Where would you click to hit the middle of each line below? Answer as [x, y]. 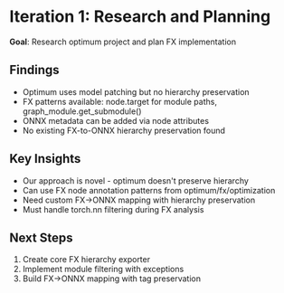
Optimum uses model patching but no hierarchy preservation [136, 91]
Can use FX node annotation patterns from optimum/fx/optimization [149, 190]
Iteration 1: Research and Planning [140, 17]
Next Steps [41, 237]
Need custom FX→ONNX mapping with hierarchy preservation [139, 200]
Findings [35, 70]
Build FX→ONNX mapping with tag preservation [112, 279]
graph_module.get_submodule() [82, 111]
